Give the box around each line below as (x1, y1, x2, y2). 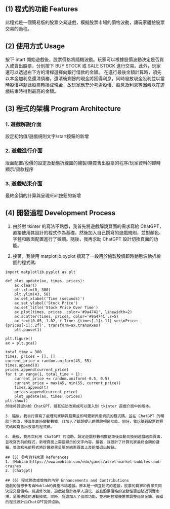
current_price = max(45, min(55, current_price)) (14, 380, 121, 386)
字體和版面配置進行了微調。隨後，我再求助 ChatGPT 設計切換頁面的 (12, 235, 154, 242)
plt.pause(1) (14, 327, 42, 332)
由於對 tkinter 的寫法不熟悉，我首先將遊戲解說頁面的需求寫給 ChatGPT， (12, 223, 164, 229)
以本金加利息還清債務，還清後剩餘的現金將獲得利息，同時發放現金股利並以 (5, 75, 160, 81)
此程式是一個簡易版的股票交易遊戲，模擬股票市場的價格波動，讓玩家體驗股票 (5, 19, 165, 25)
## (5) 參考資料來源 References (5, 455, 69, 460)
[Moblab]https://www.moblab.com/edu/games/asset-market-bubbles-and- (12, 459, 162, 464)
